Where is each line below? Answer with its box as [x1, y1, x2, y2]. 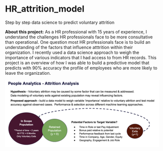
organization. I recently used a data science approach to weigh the [5, 50, 140, 55]
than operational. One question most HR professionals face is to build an [5, 39, 151, 45]
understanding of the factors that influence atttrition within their [5, 44, 133, 50]
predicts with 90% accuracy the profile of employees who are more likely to [5, 65, 158, 71]
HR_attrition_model [5, 3, 84, 15]
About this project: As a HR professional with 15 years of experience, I [5, 29, 147, 34]
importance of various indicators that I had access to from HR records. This [5, 54, 157, 60]
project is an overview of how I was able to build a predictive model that [5, 60, 150, 66]
